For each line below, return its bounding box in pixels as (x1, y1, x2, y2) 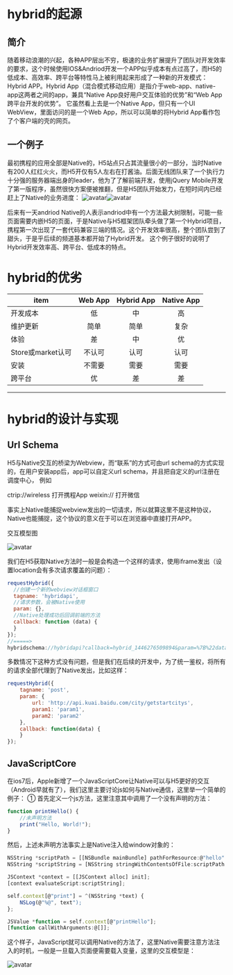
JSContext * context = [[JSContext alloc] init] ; (7, 874, 150, 881)
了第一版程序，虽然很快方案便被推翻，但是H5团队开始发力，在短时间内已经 (7, 185, 222, 193)
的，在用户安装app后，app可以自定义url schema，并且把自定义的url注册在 (7, 467, 221, 476)
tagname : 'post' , (19, 687, 70, 694)
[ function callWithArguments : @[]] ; (7, 924, 110, 931)
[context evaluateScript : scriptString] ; (7, 880, 126, 887)
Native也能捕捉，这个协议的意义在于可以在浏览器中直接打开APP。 (7, 514, 196, 522)
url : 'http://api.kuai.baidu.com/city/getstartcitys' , (32, 699, 194, 706)
